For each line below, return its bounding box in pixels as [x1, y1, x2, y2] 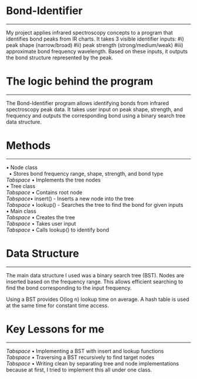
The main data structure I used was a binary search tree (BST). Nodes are [6, 271, 185, 279]
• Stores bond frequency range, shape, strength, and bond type [8, 170, 164, 177]
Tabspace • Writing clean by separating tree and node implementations [6, 360, 179, 367]
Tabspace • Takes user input [6, 220, 76, 227]
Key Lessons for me [6, 322, 104, 336]
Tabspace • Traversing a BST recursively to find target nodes [6, 354, 155, 361]
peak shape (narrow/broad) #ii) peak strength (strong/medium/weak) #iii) [6, 41, 184, 48]
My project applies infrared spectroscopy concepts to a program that [6, 29, 173, 36]
